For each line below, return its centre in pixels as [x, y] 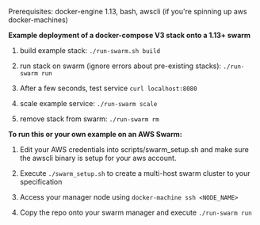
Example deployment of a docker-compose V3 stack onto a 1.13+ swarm [130, 35]
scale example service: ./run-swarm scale [88, 103]
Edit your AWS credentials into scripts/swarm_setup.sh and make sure [134, 149]
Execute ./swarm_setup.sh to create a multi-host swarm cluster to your [135, 173]
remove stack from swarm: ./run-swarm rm [90, 119]
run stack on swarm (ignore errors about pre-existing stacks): [120, 66]
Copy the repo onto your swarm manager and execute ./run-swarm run [136, 212]
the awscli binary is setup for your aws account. [98, 158]
